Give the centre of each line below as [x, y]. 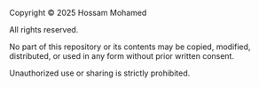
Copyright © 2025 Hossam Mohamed [78, 13]
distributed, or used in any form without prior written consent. [122, 56]
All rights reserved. [44, 29]
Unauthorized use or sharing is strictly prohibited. [100, 73]
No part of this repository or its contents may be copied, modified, [130, 47]
